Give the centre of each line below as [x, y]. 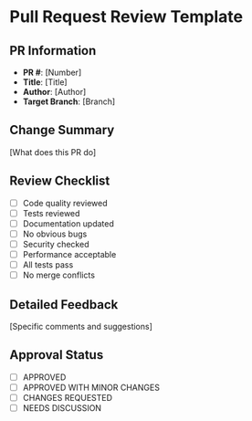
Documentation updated [68, 223]
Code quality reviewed [65, 203]
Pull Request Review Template [126, 17]
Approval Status [57, 355]
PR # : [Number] [52, 72]
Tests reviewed [51, 213]
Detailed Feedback [64, 305]
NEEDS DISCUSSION [62, 407]
